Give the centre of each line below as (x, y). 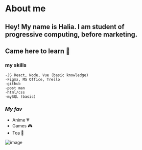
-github (13, 84)
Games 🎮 (22, 125)
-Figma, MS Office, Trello (33, 80)
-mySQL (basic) (21, 97)
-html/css (15, 92)
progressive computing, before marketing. (71, 34)
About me (25, 9)
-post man (15, 88)
